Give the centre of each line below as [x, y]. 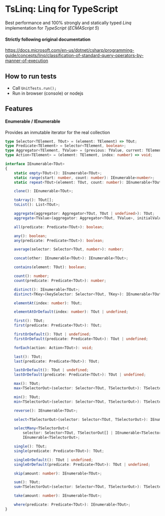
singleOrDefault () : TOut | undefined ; [54, 460]
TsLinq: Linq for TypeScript [62, 9]
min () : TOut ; [27, 397]
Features [19, 109]
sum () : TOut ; [27, 482]
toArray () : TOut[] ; [34, 200]
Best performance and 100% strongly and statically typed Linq [68, 23]
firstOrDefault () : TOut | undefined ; [53, 334]
